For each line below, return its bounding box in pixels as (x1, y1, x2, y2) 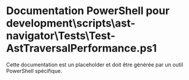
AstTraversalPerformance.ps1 (6, 42, 157, 55)
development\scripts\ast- (6, 16, 136, 30)
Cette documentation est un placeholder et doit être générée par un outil (6, 61, 184, 68)
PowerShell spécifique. (6, 67, 62, 74)
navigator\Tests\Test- (6, 29, 116, 42)
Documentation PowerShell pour (6, 4, 170, 18)
